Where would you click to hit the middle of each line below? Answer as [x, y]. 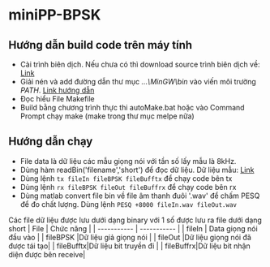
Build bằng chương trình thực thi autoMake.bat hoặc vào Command [132, 108]
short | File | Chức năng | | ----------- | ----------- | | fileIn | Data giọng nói [133, 228]
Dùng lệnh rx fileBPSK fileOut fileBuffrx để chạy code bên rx [128, 187]
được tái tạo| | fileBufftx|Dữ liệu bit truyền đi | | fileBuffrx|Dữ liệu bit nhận [129, 246]
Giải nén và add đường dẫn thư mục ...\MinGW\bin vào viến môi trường [138, 82]
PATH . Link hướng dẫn [57, 90]
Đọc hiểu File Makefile [57, 99]
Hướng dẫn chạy [51, 142]
